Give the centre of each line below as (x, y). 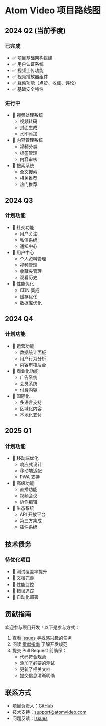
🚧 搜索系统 (23, 166)
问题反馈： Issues (30, 718)
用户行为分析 (33, 358)
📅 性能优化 (23, 283)
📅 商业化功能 (25, 371)
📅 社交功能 (23, 227)
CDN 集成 (30, 290)
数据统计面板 (33, 352)
